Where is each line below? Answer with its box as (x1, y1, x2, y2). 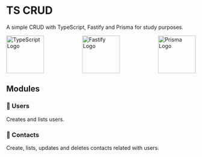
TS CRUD (6, 4, 53, 17)
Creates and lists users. (6, 115, 65, 123)
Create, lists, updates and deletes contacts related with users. (6, 144, 159, 151)
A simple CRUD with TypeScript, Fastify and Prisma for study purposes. (6, 23, 184, 31)
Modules (6, 84, 40, 94)
